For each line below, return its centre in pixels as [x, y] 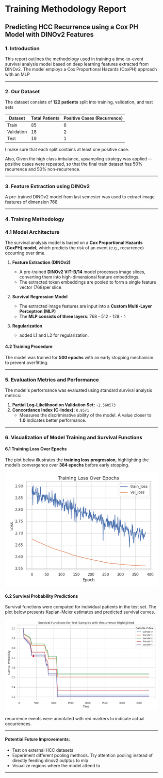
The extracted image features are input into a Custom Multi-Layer [86, 306]
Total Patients [45, 118]
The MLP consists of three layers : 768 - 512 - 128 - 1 [73, 316]
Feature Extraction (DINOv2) [41, 262]
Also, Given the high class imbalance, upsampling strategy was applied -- [79, 158]
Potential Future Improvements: [38, 739]
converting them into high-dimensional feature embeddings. [79, 277]
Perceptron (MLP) [38, 311]
